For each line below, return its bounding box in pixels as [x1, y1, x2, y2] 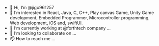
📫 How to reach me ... [9, 36, 55, 41]
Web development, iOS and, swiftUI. [9, 20, 83, 26]
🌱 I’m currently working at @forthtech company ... [9, 25, 111, 31]
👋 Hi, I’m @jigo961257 [9, 5, 54, 10]
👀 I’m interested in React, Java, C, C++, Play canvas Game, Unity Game [9, 10, 154, 15]
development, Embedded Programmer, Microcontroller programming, [9, 15, 150, 20]
